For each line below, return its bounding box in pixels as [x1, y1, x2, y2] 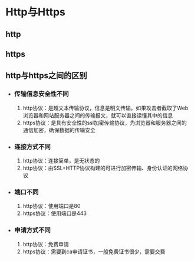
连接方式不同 [14, 143, 51, 151]
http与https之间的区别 [5, 71, 87, 81]
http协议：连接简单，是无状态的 [22, 157, 100, 164]
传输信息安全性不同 [14, 90, 69, 98]
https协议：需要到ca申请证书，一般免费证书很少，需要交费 [22, 248, 166, 255]
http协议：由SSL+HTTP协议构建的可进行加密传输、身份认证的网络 [22, 164, 183, 171]
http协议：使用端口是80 [22, 203, 81, 210]
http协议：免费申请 [22, 240, 69, 247]
